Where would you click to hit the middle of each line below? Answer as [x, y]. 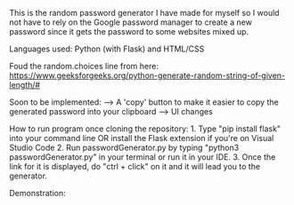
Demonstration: [37, 193]
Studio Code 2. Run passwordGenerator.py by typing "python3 [124, 147]
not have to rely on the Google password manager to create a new [131, 22]
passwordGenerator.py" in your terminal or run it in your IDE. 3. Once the [143, 157]
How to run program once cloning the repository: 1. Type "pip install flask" [145, 129]
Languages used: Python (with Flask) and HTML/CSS [107, 49]
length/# [25, 85]
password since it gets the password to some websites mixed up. [129, 32]
